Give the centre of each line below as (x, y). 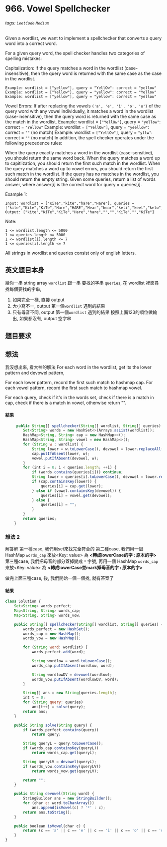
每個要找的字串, (25, 289)
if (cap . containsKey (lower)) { (64, 482)
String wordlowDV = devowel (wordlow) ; (72, 675)
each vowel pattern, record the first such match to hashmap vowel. (74, 388)
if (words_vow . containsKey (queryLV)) (62, 766)
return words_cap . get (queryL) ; (64, 753)
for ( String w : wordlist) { (53, 444)
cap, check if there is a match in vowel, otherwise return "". (66, 403)
